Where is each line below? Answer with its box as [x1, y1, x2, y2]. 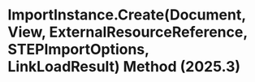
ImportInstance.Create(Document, [7, 6, 246, 24]
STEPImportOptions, [7, 41, 149, 58]
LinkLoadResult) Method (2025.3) [7, 58, 241, 76]
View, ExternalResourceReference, [7, 23, 249, 41]
